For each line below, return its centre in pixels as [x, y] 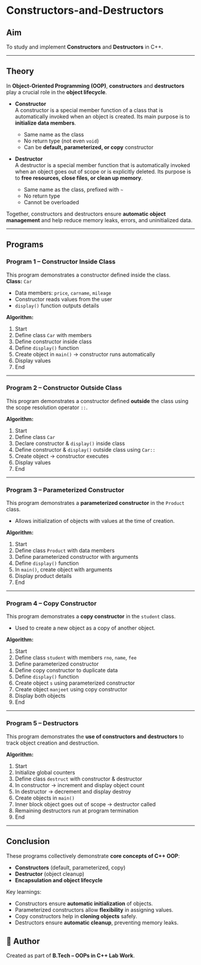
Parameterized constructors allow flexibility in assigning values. [94, 910]
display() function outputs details [57, 305]
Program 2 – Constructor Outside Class [64, 388]
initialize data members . [45, 123]
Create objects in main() [45, 798]
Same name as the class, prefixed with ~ [74, 189]
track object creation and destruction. [53, 743]
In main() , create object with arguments [63, 570]
